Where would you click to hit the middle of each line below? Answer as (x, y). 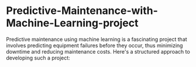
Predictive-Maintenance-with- (82, 11)
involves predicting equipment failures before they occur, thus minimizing (94, 45)
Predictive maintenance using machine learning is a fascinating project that (97, 39)
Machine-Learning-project (72, 23)
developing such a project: (38, 58)
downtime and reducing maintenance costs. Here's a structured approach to (98, 51)
